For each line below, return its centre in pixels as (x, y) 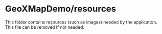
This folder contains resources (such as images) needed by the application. (81, 22)
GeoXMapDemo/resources (61, 9)
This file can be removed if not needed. (45, 27)
